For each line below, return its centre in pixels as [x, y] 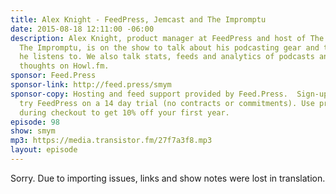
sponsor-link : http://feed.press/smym [91, 85]
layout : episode [44, 150]
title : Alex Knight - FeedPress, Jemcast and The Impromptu [138, 19]
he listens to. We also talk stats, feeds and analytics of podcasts [167, 57]
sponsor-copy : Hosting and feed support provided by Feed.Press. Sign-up [169, 94]
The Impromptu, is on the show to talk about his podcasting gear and [169, 47]
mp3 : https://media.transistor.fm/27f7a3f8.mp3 [111, 141]
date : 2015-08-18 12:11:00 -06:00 [82, 29]
